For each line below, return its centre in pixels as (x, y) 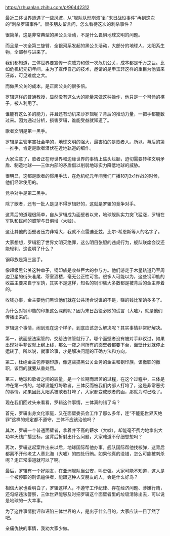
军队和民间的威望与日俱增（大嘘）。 (42, 221)
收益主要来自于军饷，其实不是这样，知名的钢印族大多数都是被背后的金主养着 (85, 283)
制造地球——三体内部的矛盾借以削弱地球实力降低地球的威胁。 (78, 165)
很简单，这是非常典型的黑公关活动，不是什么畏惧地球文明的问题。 (74, 35)
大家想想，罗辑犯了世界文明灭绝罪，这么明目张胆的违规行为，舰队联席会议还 (85, 242)
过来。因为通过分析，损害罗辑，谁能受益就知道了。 (58, 120)
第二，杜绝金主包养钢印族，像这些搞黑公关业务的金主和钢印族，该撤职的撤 (83, 362)
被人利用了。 (27, 103)
